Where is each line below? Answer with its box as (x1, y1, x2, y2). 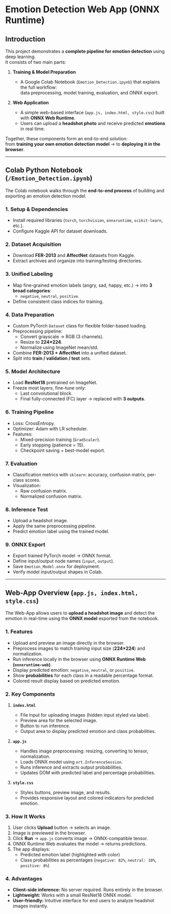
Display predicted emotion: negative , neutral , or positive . (12, 667, 135, 673)
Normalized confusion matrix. (20, 493, 82, 499)
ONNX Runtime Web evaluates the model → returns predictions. (12, 841, 147, 847)
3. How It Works (5, 813, 46, 820)
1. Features (5, 628, 33, 636)
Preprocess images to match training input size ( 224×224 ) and (12, 645, 146, 651)
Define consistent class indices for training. (12, 298, 104, 304)
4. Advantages (5, 875, 42, 882)
